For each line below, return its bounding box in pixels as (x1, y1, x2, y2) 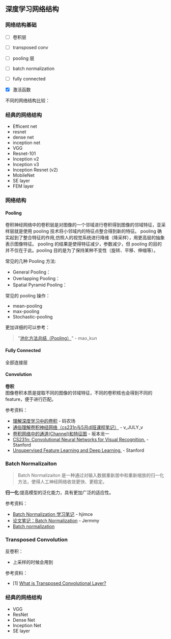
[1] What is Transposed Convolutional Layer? (12, 580, 106, 586)
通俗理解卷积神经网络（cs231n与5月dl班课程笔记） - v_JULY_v (12, 424, 144, 430)
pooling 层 (12, 55, 35, 61)
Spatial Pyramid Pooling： (12, 282, 67, 288)
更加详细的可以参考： (5, 324, 50, 331)
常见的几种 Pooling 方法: (5, 258, 56, 264)
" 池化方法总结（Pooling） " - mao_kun (17, 335, 98, 341)
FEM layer (12, 183, 34, 189)
